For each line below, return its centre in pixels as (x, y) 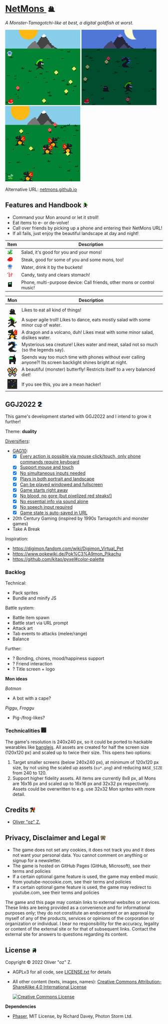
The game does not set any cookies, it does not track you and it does (84, 850)
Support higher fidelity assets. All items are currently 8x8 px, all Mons (84, 778)
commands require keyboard (49, 462)
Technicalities (23, 731)
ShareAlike (23, 987)
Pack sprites (25, 593)
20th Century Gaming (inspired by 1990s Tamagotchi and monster (80, 518)
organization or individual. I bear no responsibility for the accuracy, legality (82, 924)
